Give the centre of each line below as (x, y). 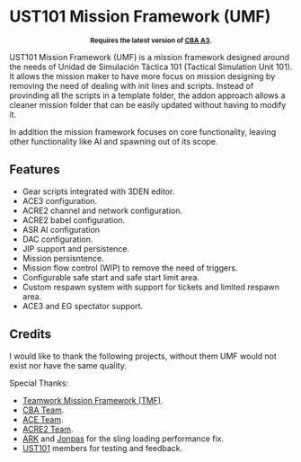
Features (35, 169)
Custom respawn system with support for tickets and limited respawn (151, 287)
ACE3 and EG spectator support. (83, 306)
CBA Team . (43, 410)
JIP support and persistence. (76, 248)
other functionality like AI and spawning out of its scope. (114, 141)
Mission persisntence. (63, 258)
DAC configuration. (58, 239)
